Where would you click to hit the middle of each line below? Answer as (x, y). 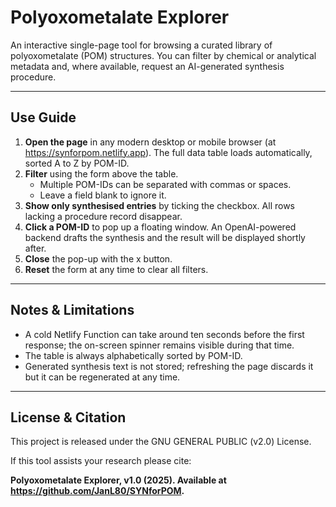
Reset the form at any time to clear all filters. (116, 269)
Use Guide (43, 117)
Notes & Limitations (72, 310)
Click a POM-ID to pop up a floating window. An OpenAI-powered (160, 227)
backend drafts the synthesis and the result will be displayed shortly (165, 237)
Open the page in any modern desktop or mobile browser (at (150, 142)
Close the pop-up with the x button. (98, 258)
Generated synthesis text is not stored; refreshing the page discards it (169, 366)
